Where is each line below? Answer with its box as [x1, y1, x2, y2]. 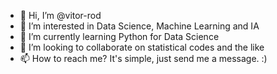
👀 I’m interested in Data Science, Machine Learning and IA [19, 20, 260, 32]
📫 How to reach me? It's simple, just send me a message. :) [19, 53, 268, 64]
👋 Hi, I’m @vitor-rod [19, 10, 102, 21]
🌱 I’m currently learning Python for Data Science [19, 31, 220, 42]
